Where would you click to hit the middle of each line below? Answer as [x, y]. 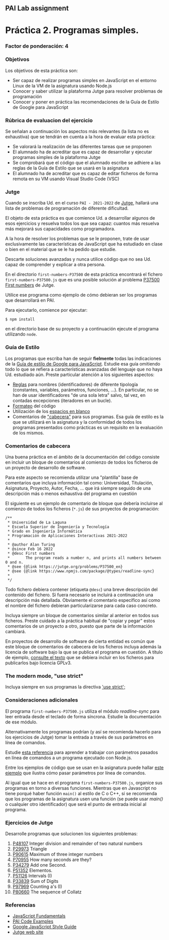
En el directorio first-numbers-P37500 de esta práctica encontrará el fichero [84, 274]
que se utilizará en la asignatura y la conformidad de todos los [77, 422]
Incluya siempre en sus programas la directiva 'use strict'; [65, 687]
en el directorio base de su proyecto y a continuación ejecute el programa [82, 329]
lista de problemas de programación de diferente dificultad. [67, 208]
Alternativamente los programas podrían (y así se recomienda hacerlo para [83, 731]
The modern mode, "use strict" [44, 676]
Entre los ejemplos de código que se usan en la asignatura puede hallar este [84, 767]
